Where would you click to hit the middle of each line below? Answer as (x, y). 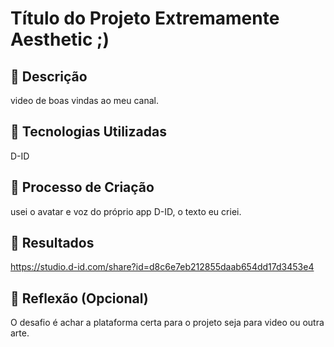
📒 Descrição (49, 76)
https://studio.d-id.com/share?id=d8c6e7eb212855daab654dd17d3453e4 (162, 267)
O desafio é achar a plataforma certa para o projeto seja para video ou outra (167, 323)
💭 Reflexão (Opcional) (79, 298)
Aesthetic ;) (60, 39)
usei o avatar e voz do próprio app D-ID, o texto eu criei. (126, 211)
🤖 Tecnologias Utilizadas (88, 132)
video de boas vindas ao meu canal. (84, 100)
